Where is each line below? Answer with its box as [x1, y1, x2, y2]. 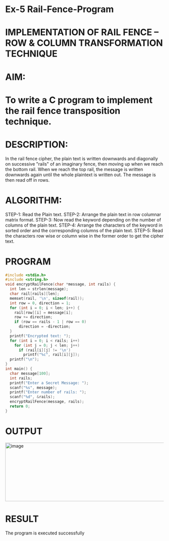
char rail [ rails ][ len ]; [10, 291, 59, 296]
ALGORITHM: [5, 194, 62, 206]
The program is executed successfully [5, 530, 84, 536]
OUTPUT [5, 425, 43, 437]
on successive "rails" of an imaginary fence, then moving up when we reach [5, 160, 163, 167]
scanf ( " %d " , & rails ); [10, 395, 55, 400]
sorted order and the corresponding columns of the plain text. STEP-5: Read [5, 227, 163, 233]
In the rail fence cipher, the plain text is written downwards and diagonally [5, 155, 158, 161]
